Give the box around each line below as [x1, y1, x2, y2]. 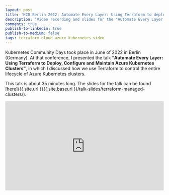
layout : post [5, 7, 33, 13]
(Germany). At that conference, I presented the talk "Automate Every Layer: [5, 54, 163, 60]
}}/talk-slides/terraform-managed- [73, 86, 145, 92]
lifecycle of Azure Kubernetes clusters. [5, 71, 86, 77]
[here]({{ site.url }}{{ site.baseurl [5, 86, 73, 92]
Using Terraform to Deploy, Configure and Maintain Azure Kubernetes [5, 60, 154, 66]
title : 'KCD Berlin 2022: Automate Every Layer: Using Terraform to [5, 12, 152, 17]
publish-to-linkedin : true [5, 26, 62, 31]
